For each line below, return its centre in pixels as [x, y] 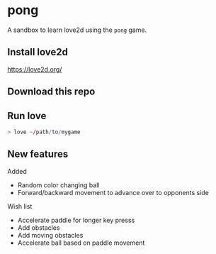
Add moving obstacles [50, 235]
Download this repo [51, 92]
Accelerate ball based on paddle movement [81, 243]
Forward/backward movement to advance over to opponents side [113, 192]
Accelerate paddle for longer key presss [76, 220]
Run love [27, 116]
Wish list [20, 206]
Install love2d [38, 52]
